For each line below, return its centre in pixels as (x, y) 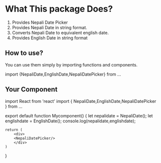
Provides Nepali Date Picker (40, 22)
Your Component (31, 90)
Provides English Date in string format (50, 38)
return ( (14, 130)
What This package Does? (59, 9)
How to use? (24, 53)
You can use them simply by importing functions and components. (71, 65)
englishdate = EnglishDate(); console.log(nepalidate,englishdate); (70, 121)
